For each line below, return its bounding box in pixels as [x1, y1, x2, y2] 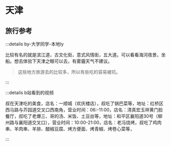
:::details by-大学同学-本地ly [5, 41, 64, 47]
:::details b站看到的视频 [5, 90, 54, 96]
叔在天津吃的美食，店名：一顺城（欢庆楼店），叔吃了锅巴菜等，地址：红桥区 [5, 100, 164, 106]
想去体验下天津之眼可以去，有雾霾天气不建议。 [14, 58, 112, 64]
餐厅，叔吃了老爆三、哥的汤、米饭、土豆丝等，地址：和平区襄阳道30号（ [5, 113, 158, 119]
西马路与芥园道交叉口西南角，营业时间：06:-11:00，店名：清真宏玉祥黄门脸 [5, 107, 163, 112]
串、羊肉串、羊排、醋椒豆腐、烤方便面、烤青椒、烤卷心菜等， [5, 126, 135, 132]
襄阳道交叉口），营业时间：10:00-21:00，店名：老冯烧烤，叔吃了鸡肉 [18, 120, 162, 125]
